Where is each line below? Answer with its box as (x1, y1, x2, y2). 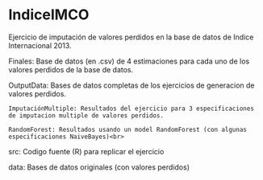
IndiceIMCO (8, 6, 90, 24)
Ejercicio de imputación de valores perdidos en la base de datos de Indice (8, 32, 254, 42)
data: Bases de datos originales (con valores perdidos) (8, 162, 190, 172)
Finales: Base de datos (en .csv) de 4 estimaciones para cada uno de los (8, 56, 250, 66)
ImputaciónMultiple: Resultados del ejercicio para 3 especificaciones (8, 104, 254, 112)
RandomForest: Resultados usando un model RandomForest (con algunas (8, 125, 248, 133)
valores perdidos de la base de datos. (8, 64, 134, 74)
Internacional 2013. (8, 40, 72, 50)
